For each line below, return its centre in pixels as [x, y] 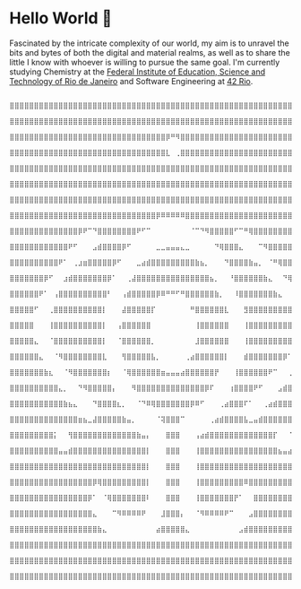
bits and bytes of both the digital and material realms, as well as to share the [150, 52]
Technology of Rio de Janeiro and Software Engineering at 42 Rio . [131, 81]
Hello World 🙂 [61, 18]
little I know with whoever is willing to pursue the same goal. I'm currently [145, 62]
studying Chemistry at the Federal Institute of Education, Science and [138, 72]
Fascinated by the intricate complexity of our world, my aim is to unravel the [149, 43]
